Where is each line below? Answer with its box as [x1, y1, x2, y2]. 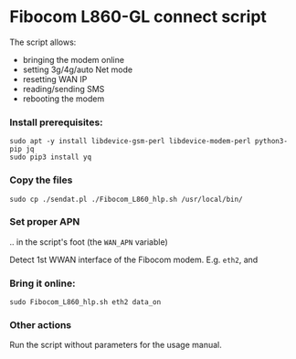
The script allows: [9, 37, 77, 48]
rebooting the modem [22, 93, 105, 104]
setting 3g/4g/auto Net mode [22, 64, 133, 75]
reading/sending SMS [22, 83, 105, 94]
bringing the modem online [22, 54, 125, 65]
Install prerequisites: [9, 116, 103, 129]
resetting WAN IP [22, 73, 88, 84]
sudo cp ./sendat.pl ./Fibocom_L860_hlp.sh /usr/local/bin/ [9, 195, 244, 204]
